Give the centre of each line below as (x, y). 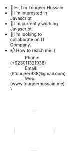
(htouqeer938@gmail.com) (38, 73)
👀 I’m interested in (29, 13)
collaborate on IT (28, 39)
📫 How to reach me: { (33, 50)
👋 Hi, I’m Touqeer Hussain (37, 8)
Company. (21, 45)
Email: (31, 68)
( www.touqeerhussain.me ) (37, 84)
